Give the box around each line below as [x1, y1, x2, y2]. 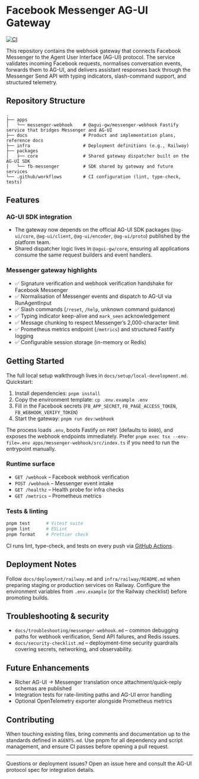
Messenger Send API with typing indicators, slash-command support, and [6, 72, 187, 79]
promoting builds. [6, 594, 49, 601]
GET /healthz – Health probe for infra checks [14, 486, 124, 493]
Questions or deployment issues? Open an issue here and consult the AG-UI [6, 760, 192, 767]
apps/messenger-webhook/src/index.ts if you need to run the [32, 439, 179, 446]
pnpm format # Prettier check [6, 531, 89, 537]
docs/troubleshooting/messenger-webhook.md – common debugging [14, 627, 179, 634]
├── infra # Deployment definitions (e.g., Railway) [6, 143, 190, 149]
